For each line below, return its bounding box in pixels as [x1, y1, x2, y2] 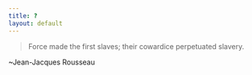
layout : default [8, 19, 63, 27]
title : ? [8, 11, 38, 20]
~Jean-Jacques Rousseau [8, 57, 95, 67]
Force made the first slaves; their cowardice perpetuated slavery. [27, 41, 245, 51]
